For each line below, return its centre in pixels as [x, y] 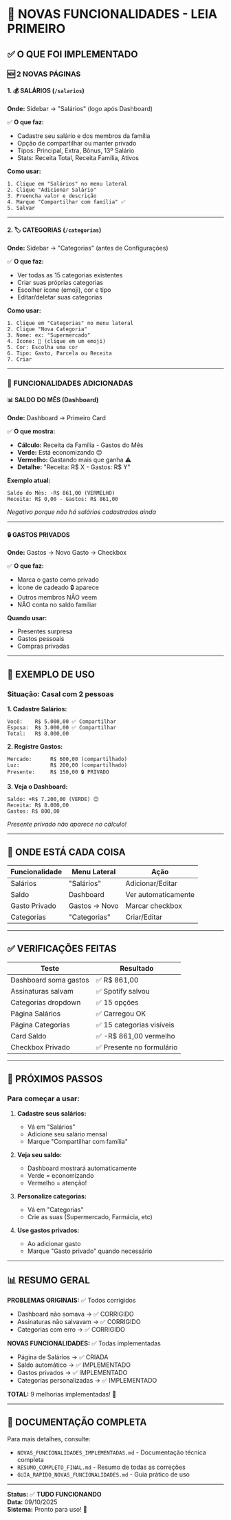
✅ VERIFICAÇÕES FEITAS [62, 949]
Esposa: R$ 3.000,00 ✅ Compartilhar [62, 727]
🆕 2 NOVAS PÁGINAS [44, 74]
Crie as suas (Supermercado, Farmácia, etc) [90, 1217]
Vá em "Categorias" [55, 1210]
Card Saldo [29, 1036]
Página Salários [35, 1014]
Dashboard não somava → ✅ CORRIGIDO [75, 1314]
